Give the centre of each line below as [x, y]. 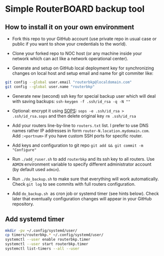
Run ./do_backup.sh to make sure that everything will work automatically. [85, 179]
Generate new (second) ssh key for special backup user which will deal [84, 96]
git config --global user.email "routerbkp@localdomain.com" [69, 82]
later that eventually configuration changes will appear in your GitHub [82, 198]
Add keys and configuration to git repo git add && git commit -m [78, 145]
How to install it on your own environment [70, 27]
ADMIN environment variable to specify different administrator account [82, 164]
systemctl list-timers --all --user [42, 249]
